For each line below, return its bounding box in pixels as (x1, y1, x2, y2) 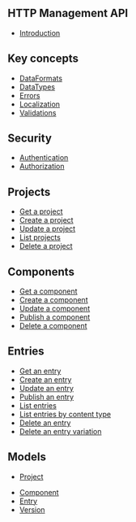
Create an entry (19, 374, 72, 385)
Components (7, 264, 74, 279)
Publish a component (19, 312, 91, 322)
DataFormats (19, 73, 62, 83)
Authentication (19, 153, 69, 163)
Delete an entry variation (19, 426, 102, 436)
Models (7, 450, 46, 464)
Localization (19, 99, 61, 109)
